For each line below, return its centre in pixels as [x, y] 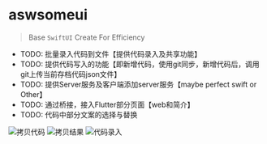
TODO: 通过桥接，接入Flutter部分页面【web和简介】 [107, 104]
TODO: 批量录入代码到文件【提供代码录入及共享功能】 [110, 53]
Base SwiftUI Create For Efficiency [86, 37]
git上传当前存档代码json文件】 [71, 74]
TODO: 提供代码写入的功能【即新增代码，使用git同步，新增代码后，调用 [140, 64]
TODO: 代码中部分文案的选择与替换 [79, 114]
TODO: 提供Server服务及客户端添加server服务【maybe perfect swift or [138, 84]
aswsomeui [48, 15]
